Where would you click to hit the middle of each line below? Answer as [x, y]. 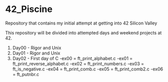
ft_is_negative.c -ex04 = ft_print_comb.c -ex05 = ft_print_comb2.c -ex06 [88, 69]
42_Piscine [29, 9]
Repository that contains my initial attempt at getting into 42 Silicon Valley [81, 23]
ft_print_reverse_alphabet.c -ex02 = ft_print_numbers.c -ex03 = [78, 63]
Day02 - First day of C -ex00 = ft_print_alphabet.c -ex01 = [72, 58]
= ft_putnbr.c [26, 74]
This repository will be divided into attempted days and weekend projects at [83, 32]
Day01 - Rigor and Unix [36, 53]
